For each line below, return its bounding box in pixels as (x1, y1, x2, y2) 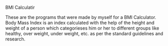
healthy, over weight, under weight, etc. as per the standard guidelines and (5, 31, 163, 36)
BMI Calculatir (5, 5, 35, 10)
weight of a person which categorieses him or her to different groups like (5, 25, 160, 31)
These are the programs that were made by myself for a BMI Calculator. (5, 14, 156, 20)
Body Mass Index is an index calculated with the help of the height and (5, 20, 155, 26)
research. (5, 36, 26, 42)
